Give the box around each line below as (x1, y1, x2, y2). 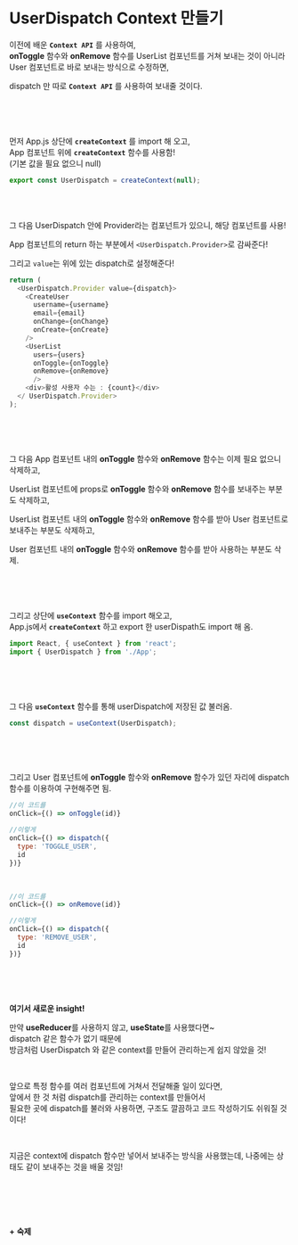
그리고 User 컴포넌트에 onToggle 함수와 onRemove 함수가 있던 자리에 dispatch (9, 772, 290, 783)
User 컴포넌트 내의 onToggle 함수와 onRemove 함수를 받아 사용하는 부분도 (9, 543, 273, 554)
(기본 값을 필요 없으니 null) (9, 158, 102, 169)
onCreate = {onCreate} (32, 326, 109, 334)
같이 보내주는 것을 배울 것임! (25, 1161, 124, 1172)
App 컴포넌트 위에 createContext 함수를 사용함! (9, 146, 176, 157)
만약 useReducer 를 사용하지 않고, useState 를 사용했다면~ (9, 1022, 215, 1033)
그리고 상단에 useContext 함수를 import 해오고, (9, 610, 173, 621)
